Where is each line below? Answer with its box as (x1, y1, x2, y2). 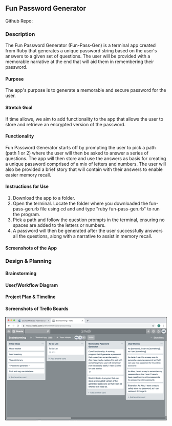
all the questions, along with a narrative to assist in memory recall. (12, 233, 153, 239)
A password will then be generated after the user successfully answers (12, 227, 163, 234)
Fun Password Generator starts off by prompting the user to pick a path (5, 144, 156, 150)
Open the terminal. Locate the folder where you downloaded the (12, 200, 148, 206)
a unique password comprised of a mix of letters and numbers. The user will (5, 161, 166, 167)
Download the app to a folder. (12, 195, 76, 201)
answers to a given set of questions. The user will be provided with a (5, 53, 150, 60)
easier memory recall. (5, 171, 51, 178)
